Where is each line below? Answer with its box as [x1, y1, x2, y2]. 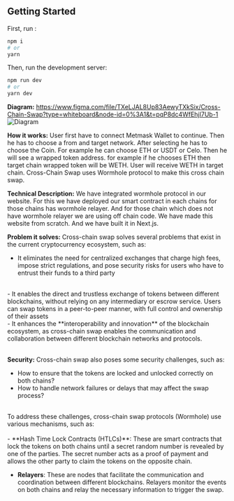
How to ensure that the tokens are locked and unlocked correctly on [17, 369, 214, 378]
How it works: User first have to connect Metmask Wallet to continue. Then [7, 131, 225, 139]
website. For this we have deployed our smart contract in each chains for [7, 197, 218, 205]
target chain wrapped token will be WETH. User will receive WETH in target [7, 161, 224, 170]
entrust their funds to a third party [17, 269, 115, 277]
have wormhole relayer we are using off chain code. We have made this [7, 212, 213, 220]
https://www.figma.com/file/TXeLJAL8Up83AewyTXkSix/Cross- [36, 103, 221, 111]
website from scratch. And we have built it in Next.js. [7, 219, 159, 228]
